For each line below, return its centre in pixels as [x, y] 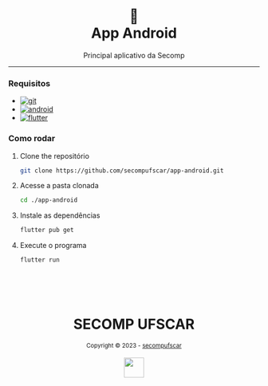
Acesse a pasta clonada [59, 186]
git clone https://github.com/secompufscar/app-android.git [122, 171]
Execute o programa [53, 246]
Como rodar [32, 139]
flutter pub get [47, 230]
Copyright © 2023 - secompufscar [134, 345]
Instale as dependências [60, 215]
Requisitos [29, 83]
